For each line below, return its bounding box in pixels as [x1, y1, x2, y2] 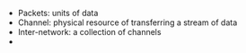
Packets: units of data [17, 8, 99, 18]
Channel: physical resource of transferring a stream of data [17, 17, 238, 28]
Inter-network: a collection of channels [17, 27, 162, 37]
